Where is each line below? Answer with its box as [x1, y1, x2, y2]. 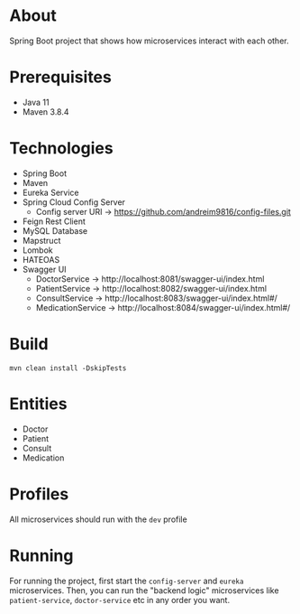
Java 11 [22, 97, 50, 107]
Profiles [9, 484, 69, 504]
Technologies [9, 138, 114, 159]
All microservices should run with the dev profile [9, 514, 187, 525]
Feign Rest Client [22, 216, 86, 227]
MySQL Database [22, 225, 88, 236]
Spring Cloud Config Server [22, 196, 126, 208]
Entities [9, 394, 68, 414]
